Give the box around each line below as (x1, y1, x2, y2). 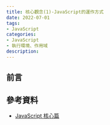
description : (6, 49, 39, 55)
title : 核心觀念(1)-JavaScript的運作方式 (6, 8, 104, 15)
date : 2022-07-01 (6, 15, 50, 21)
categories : (6, 32, 36, 38)
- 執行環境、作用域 (6, 43, 48, 49)
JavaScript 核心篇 (15, 112, 59, 119)
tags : (6, 20, 20, 26)
